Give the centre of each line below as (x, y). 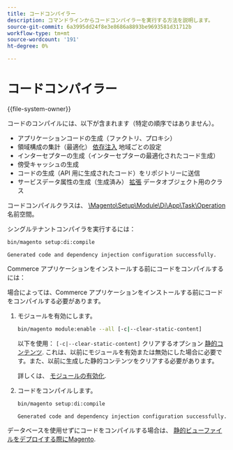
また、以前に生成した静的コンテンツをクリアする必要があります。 (123, 361)
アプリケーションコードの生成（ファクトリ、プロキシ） (97, 138)
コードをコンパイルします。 (57, 390)
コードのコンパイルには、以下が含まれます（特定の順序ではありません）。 (113, 123)
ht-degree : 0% (28, 46)
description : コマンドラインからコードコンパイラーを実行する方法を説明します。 (111, 20)
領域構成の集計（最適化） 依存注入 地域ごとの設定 (89, 147)
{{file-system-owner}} (39, 108)
